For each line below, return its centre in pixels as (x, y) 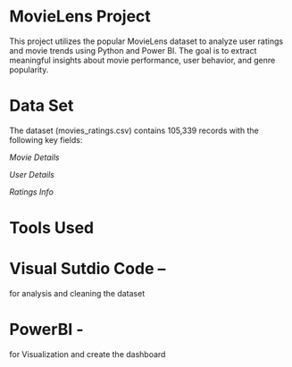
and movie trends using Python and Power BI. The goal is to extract (133, 50)
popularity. (29, 70)
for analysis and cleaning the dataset (77, 293)
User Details (32, 174)
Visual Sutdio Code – (88, 269)
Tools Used (52, 228)
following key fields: (46, 139)
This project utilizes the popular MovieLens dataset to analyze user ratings (146, 41)
